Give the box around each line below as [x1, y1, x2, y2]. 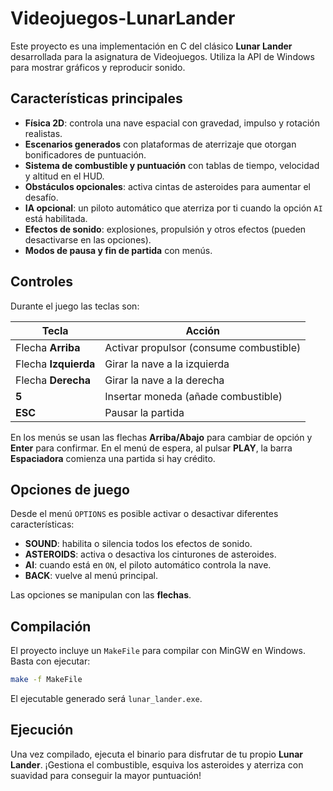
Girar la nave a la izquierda [104, 357, 230, 371]
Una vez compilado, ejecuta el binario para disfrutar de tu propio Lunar [10, 748, 304, 760]
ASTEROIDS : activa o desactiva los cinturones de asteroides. [24, 548, 277, 561]
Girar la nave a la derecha [104, 373, 225, 387]
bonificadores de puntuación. [24, 148, 147, 161]
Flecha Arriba [15, 340, 81, 354]
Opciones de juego [10, 481, 130, 498]
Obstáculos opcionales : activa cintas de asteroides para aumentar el [24, 180, 311, 192]
